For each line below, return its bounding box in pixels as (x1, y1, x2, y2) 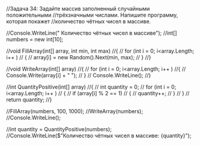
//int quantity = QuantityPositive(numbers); (6, 126, 112, 132)
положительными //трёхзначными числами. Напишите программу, (6, 11, 178, 19)
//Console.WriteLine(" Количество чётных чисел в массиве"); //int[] (6, 29, 177, 37)
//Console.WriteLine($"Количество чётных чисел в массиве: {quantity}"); (6, 132, 192, 139)
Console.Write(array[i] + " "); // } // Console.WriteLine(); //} (6, 72, 151, 78)
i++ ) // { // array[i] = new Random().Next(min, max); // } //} (6, 54, 151, 61)
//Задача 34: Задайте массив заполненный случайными (6, 5, 150, 12)
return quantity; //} (6, 96, 52, 103)
